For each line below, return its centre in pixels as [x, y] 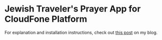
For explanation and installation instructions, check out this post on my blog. [81, 32]
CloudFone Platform [46, 19]
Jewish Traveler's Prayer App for [73, 9]
